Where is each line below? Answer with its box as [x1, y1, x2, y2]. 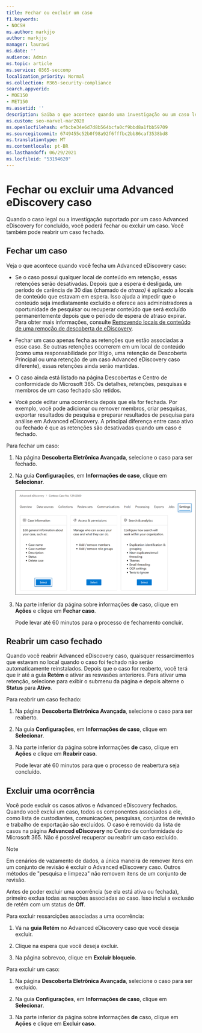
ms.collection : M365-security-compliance [6, 80, 112, 86]
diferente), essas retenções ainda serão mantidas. [14, 362, 139, 369]
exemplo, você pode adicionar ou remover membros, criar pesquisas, [14, 405, 188, 412]
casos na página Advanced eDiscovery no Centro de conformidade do [6, 827, 183, 835]
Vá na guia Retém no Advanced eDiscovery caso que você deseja [14, 924, 179, 932]
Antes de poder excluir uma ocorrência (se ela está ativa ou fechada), [6, 888, 179, 896]
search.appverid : [6, 86, 50, 92]
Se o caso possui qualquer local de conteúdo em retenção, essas [14, 273, 177, 280]
